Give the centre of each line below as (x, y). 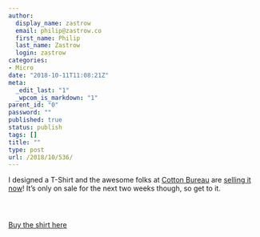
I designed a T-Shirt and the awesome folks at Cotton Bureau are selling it (130, 180)
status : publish (35, 127)
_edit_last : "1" (42, 90)
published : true (35, 120)
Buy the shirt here (38, 225)
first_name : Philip (48, 38)
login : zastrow (41, 53)
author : (21, 16)
